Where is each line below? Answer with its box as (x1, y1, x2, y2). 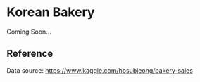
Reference (6, 48, 54, 60)
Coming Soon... (6, 27, 52, 36)
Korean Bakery (6, 4, 95, 20)
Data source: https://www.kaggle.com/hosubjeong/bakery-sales (6, 66, 193, 74)
